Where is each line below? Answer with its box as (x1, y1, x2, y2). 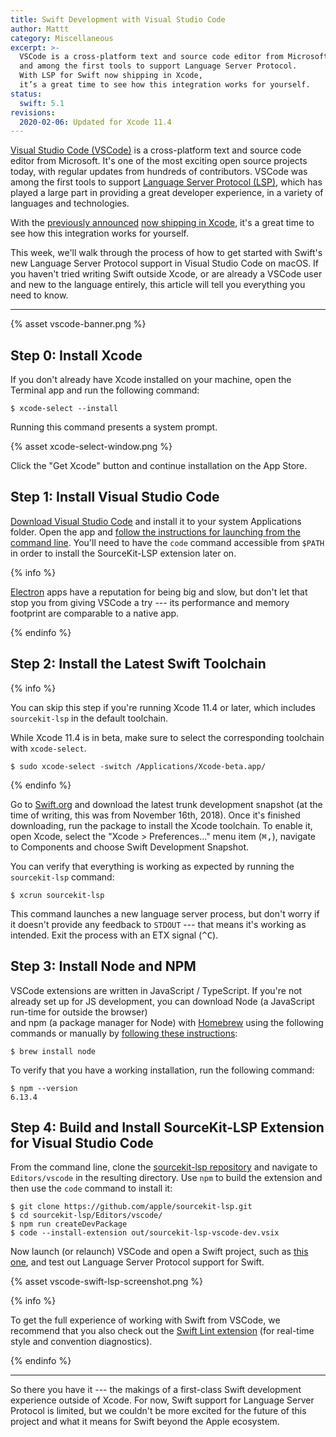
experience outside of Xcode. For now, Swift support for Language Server (10, 1394, 315, 1406)
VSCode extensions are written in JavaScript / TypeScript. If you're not (10, 984, 303, 996)
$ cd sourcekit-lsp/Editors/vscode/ (10, 1211, 163, 1221)
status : (10, 89, 43, 99)
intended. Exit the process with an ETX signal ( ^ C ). (10, 929, 219, 941)
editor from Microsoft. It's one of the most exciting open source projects (10, 155, 308, 167)
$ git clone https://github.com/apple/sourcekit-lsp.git (10, 1202, 253, 1212)
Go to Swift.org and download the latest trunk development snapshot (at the (10, 798, 323, 810)
